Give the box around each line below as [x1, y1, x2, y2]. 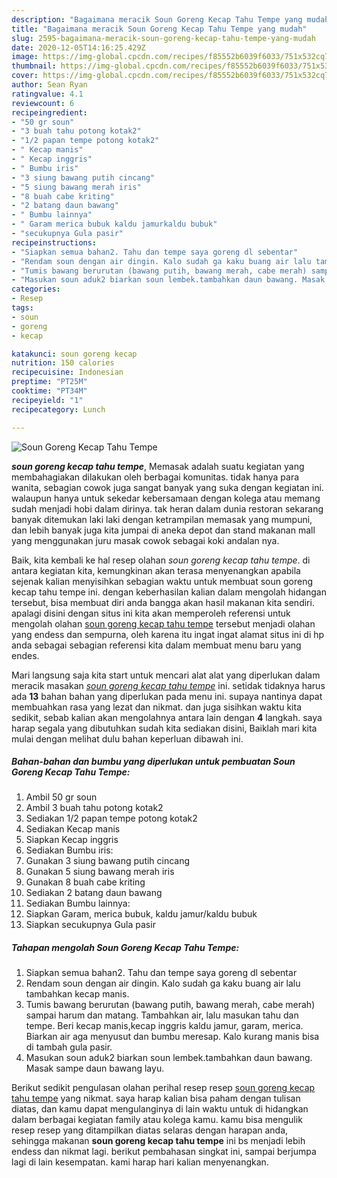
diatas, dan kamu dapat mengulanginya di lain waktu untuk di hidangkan [11, 1103, 309, 1115]
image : [11, 52, 39, 62]
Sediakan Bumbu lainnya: [25, 897, 131, 910]
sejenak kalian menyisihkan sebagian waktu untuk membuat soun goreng [11, 575, 314, 587]
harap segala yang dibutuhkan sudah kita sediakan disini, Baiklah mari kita [11, 722, 318, 734]
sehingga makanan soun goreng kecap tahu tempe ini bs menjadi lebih [11, 1135, 306, 1147]
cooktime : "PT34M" [11, 386, 88, 396]
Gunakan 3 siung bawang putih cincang [25, 855, 191, 867]
